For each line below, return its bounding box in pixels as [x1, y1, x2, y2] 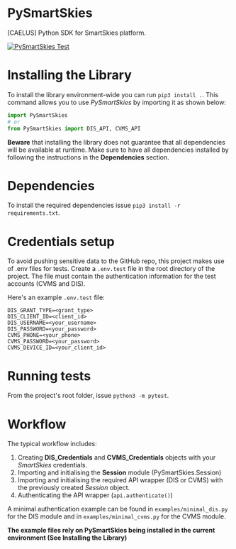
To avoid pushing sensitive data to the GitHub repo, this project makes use [7, 257, 225, 265]
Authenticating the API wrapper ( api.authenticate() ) [17, 491, 174, 499]
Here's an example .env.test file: [7, 293, 105, 302]
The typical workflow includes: [7, 440, 97, 448]
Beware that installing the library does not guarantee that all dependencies [7, 138, 225, 146]
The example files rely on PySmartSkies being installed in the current [7, 526, 215, 535]
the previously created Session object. [17, 484, 130, 492]
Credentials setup [7, 233, 115, 250]
